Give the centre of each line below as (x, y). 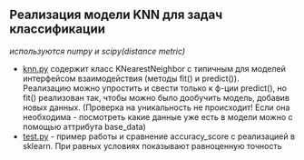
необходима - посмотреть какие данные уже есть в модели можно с (157, 116)
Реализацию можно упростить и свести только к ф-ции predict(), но (155, 88)
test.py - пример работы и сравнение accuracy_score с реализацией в (159, 136)
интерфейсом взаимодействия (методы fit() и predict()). (131, 78)
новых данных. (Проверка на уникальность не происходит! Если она (156, 107)
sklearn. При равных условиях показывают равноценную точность (152, 145)
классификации (58, 30)
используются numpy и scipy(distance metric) (98, 51)
